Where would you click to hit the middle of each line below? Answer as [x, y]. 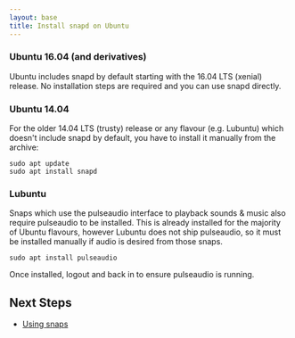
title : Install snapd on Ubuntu [69, 26]
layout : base [33, 17]
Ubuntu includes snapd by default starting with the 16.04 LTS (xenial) [136, 76]
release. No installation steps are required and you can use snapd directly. [145, 86]
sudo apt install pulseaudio [63, 258]
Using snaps [45, 324]
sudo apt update [39, 164]
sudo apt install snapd [53, 172]
